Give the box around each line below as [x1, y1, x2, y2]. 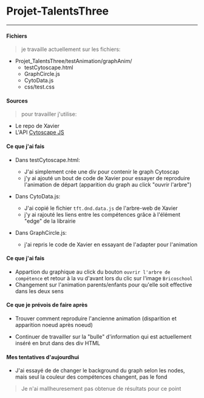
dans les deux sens [15, 287, 64, 295]
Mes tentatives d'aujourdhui [6, 353, 80, 360]
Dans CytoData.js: [15, 192, 61, 200]
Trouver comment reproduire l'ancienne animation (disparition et [15, 314, 177, 322]
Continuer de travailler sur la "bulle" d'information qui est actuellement [15, 332, 192, 340]
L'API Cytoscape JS [15, 129, 65, 136]
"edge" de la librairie [24, 217, 76, 224]
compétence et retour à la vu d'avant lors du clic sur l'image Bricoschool [15, 274, 193, 282]
